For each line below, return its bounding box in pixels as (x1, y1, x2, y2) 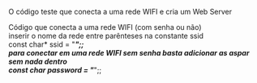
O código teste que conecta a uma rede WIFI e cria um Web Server (8, 7, 233, 16)
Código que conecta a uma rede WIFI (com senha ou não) (8, 23, 202, 31)
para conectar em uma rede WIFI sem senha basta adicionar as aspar (8, 48, 250, 57)
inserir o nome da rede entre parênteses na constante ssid (8, 31, 204, 40)
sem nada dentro (8, 56, 67, 66)
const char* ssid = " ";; (8, 39, 84, 49)
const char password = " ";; (8, 65, 102, 75)
